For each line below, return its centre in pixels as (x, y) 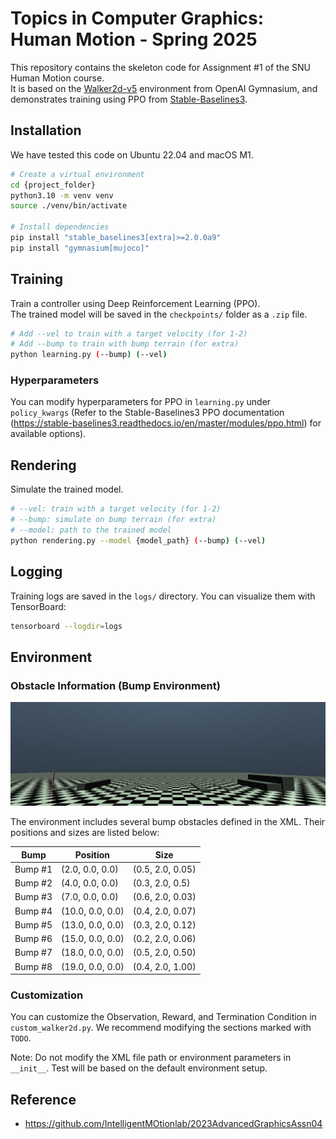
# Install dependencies (60, 227)
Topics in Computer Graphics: (137, 18)
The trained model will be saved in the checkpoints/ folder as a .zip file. (159, 314)
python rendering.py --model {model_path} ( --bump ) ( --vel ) (138, 540)
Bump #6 (33, 939)
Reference (43, 1099)
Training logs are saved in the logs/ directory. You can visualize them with (163, 596)
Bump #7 (33, 953)
